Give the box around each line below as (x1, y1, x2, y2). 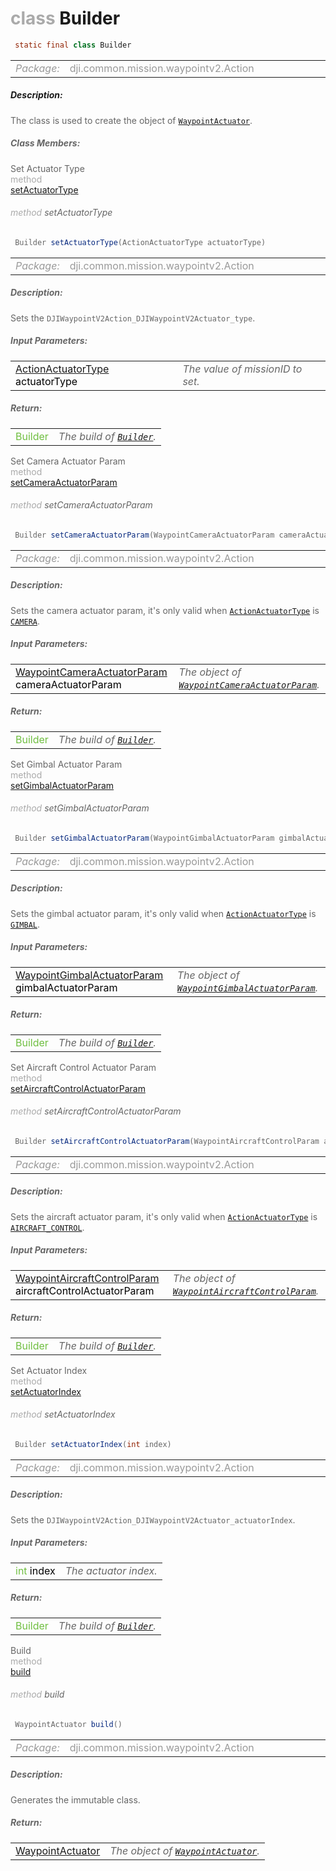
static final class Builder (14, 40, 132, 50)
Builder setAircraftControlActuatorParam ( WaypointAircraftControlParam (14, 1136, 320, 1146)
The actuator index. (64, 1563, 158, 1577)
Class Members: (10, 137, 81, 149)
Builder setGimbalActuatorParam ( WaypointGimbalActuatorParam (14, 833, 275, 843)
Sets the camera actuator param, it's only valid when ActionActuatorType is (10, 604, 320, 616)
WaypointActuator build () (14, 1719, 123, 1729)
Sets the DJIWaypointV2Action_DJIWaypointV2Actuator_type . (10, 312, 256, 324)
